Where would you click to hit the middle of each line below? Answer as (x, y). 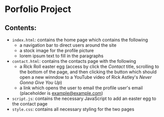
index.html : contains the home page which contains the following (80, 40)
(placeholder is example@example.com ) (61, 93)
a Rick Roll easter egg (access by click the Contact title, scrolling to (89, 67)
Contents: (21, 28)
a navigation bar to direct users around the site (68, 45)
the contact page (30, 104)
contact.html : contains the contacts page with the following (74, 61)
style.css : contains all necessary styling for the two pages (73, 109)
